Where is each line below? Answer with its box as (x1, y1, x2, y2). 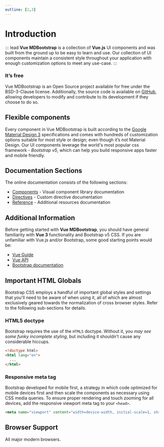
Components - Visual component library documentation (12, 189, 124, 195)
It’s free (5, 72, 24, 79)
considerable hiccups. (5, 339, 50, 345)
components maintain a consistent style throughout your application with (5, 55, 152, 61)
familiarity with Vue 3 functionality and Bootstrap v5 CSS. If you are (5, 232, 141, 238)
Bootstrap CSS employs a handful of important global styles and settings (5, 290, 151, 296)
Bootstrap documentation (12, 262, 63, 268)
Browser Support (5, 423, 59, 432)
